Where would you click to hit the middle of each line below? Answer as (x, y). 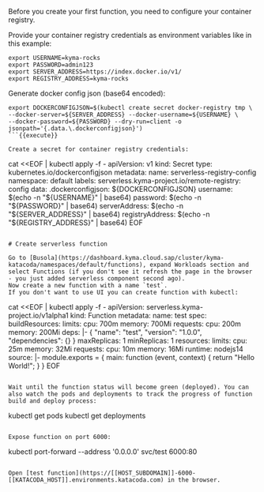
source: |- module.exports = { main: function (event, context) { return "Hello (132, 357)
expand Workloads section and (199, 265)
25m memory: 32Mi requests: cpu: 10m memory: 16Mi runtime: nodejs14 (126, 349)
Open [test (26, 473)
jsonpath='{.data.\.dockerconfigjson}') (76, 129)
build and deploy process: (53, 401)
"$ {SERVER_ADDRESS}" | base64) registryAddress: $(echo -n (109, 214)
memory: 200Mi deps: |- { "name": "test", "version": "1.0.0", (105, 332)
